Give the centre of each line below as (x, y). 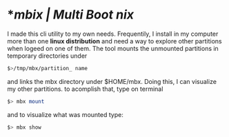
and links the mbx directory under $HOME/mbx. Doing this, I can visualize (112, 81)
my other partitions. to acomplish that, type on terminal (85, 89)
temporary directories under (47, 56)
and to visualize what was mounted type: (66, 114)
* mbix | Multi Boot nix (71, 15)
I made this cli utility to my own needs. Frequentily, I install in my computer (113, 34)
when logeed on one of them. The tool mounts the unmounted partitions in (113, 48)
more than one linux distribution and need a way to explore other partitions (114, 41)
